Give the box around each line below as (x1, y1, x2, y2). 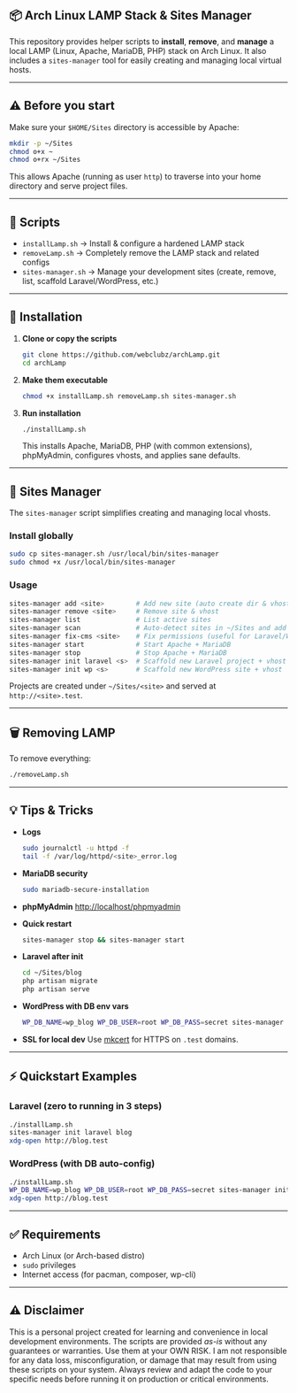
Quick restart (21, 918, 72, 928)
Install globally (9, 530, 73, 543)
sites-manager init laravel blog (9, 1128, 133, 1137)
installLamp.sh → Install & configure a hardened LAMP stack (21, 238, 245, 249)
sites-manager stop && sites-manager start (21, 935, 186, 944)
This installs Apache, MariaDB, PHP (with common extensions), (21, 441, 253, 451)
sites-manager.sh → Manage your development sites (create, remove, (21, 266, 277, 277)
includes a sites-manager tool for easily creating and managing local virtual (9, 55, 282, 65)
